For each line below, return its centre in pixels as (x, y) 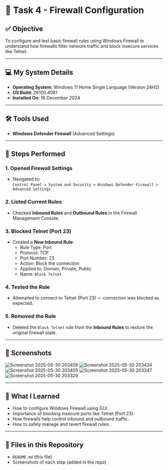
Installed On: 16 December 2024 (46, 98)
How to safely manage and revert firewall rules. (61, 424)
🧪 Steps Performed (35, 154)
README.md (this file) (32, 456)
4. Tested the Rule (27, 287)
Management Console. (36, 218)
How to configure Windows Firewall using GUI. (60, 408)
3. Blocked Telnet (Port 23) (38, 231)
